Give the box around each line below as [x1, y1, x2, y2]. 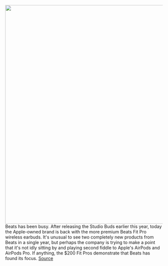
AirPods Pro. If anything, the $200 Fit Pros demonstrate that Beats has [5, 250, 150, 256]
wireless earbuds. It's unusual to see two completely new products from [5, 234, 154, 240]
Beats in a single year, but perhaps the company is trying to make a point [5, 239, 155, 245]
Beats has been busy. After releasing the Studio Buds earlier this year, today [5, 223, 162, 229]
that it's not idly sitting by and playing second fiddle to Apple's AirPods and [5, 245, 160, 250]
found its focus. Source [5, 255, 53, 261]
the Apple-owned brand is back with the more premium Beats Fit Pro [5, 229, 146, 234]
